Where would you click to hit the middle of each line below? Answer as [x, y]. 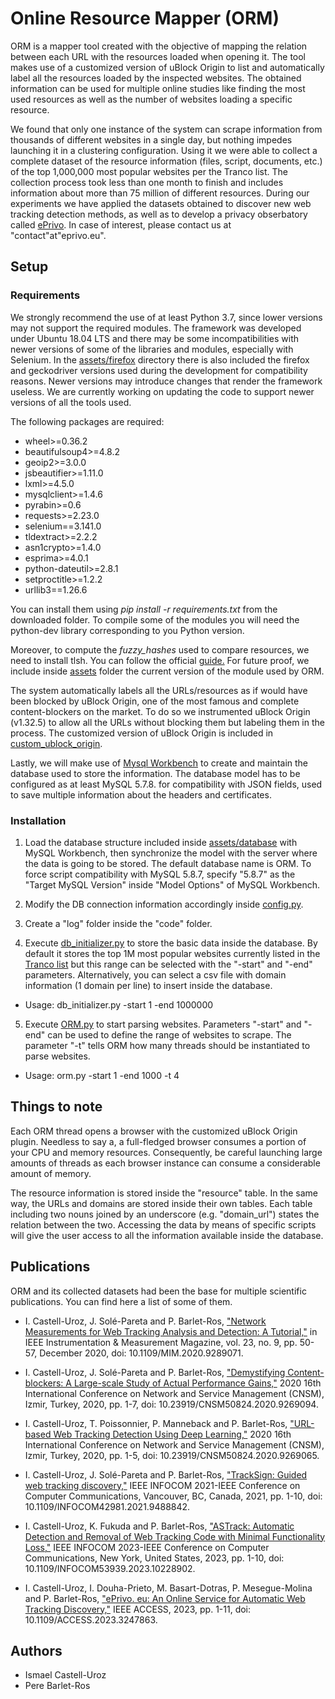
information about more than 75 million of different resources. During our [160, 193]
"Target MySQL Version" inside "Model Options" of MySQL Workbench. [172, 884]
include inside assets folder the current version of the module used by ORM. [167, 671]
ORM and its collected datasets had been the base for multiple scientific [158, 1291]
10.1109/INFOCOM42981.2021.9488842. [107, 1506]
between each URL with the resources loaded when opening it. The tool [158, 56]
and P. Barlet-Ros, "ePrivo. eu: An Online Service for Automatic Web [165, 1598]
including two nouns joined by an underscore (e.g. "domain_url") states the [165, 1214]
